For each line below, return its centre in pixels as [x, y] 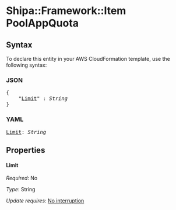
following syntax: [27, 65]
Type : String [21, 190]
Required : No [22, 178]
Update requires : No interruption [45, 201]
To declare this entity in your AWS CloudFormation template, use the [88, 59]
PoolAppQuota [43, 23]
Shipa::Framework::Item [66, 11]
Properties [26, 150]
